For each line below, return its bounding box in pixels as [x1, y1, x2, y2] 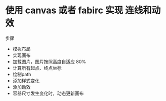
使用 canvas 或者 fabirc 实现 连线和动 [5, 5, 161, 16]
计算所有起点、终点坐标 [12, 64, 62, 71]
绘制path [12, 71, 31, 77]
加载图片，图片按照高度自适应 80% [12, 58, 86, 64]
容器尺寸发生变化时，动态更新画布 [12, 90, 84, 96]
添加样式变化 [12, 77, 39, 84]
